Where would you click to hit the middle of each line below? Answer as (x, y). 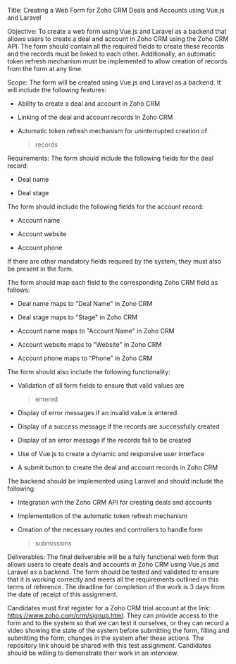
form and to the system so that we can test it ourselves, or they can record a (118, 623)
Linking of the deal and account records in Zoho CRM (95, 117)
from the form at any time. (45, 69)
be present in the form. (41, 269)
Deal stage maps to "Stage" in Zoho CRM (77, 317)
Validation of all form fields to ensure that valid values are (101, 386)
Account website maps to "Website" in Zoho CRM (89, 344)
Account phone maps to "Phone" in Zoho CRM (85, 358)
